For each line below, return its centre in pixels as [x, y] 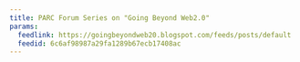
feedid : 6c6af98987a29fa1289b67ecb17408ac [99, 43]
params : [24, 26]
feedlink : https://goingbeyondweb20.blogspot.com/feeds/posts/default [155, 35]
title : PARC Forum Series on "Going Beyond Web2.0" [109, 18]
